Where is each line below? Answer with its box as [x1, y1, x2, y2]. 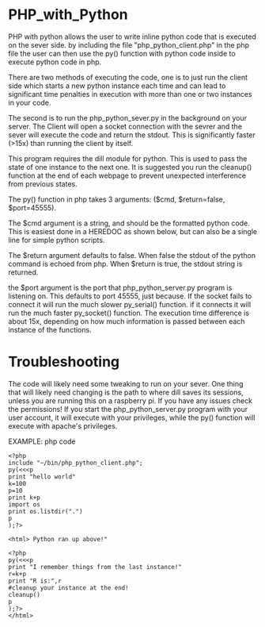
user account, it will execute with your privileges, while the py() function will [8, 413, 256, 422]
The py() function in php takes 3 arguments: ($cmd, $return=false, [8, 194, 225, 204]
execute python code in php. [8, 57, 102, 67]
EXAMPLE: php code [8, 437, 77, 446]
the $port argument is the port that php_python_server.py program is [8, 283, 233, 292]
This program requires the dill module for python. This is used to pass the [8, 153, 248, 163]
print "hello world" [8, 472, 77, 481]
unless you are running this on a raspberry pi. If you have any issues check [8, 395, 253, 406]
